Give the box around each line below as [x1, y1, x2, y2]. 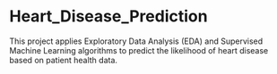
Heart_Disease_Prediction [9, 6, 208, 27]
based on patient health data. [9, 54, 118, 65]
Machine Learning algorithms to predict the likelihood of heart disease [9, 45, 269, 55]
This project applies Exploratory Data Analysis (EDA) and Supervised [9, 36, 264, 46]
